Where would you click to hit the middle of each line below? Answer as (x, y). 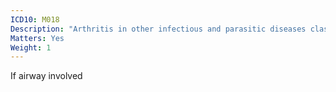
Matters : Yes (37, 38)
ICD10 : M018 (35, 19)
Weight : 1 (31, 47)
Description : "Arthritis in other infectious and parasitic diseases (158, 29)
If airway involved (46, 76)
